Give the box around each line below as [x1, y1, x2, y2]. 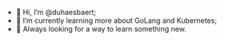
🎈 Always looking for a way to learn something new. [15, 24, 187, 33]
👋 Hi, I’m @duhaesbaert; [15, 8, 97, 17]
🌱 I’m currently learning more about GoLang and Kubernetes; [15, 16, 218, 25]
